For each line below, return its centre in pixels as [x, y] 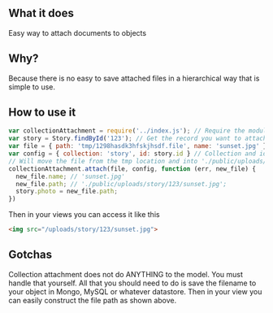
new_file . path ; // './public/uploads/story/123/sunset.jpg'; [121, 184]
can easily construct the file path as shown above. [93, 300]
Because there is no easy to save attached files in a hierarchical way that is [134, 78]
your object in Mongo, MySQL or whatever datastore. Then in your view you [135, 291]
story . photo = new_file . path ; [67, 191]
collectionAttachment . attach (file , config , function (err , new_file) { [132, 169]
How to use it [42, 113]
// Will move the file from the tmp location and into [103, 161]
